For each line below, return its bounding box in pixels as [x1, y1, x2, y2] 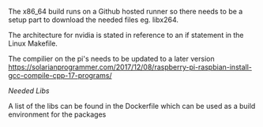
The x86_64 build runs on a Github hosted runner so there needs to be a [8, 7, 243, 16]
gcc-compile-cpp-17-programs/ [8, 71, 112, 80]
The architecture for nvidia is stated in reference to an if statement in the [8, 31, 244, 39]
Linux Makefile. [8, 39, 58, 48]
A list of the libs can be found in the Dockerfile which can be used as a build [8, 102, 256, 110]
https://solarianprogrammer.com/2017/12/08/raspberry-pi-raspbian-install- [8, 62, 253, 72]
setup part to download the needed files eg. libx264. [8, 15, 179, 24]
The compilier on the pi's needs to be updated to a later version [8, 54, 215, 63]
